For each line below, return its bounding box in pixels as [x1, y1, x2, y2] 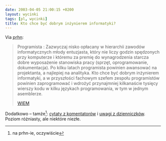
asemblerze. [17, 91, 43, 97]
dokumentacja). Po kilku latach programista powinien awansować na [17, 65, 157, 71]
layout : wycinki [5, 12, 39, 17]
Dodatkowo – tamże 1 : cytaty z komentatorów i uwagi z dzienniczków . [5, 110, 146, 116]
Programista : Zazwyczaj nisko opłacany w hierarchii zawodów [17, 44, 145, 50]
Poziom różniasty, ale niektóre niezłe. [5, 116, 81, 122]
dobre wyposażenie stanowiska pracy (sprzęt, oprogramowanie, [17, 59, 149, 65]
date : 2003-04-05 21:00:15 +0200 [5, 7, 74, 12]
